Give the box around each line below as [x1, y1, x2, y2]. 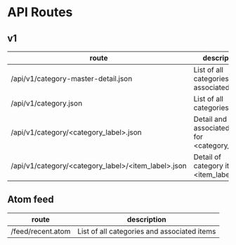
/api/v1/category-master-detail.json [11, 74, 133, 83]
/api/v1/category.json [11, 99, 83, 108]
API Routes [7, 4, 73, 20]
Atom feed [7, 194, 54, 206]
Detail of [193, 152, 221, 162]
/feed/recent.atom [11, 226, 71, 236]
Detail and [193, 114, 227, 124]
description [126, 214, 166, 224]
